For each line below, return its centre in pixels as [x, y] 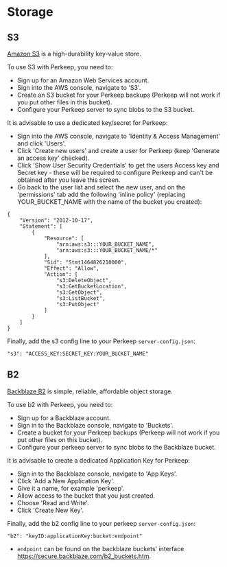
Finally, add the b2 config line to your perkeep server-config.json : [101, 523]
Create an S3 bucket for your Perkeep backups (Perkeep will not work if [119, 95]
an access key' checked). [53, 158]
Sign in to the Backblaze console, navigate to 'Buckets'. [95, 425]
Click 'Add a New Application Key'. [65, 481]
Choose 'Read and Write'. [53, 502]
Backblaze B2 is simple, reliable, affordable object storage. [90, 391]
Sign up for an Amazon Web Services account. [83, 80]
